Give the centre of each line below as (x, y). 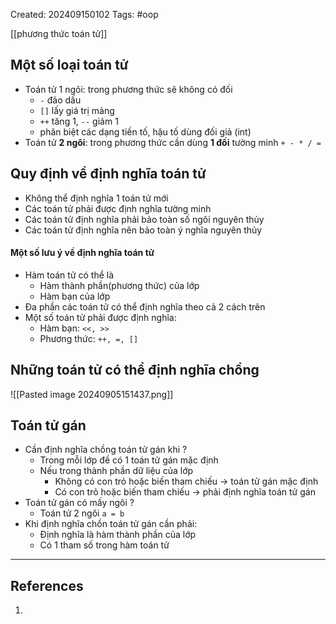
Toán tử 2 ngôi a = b (82, 513)
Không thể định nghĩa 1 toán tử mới (96, 198)
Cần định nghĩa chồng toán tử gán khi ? (106, 450)
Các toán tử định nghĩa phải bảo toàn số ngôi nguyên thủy (144, 219)
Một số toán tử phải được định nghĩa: (100, 317)
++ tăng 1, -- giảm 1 (79, 121)
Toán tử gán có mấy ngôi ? (79, 503)
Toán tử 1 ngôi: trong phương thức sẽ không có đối (128, 89)
